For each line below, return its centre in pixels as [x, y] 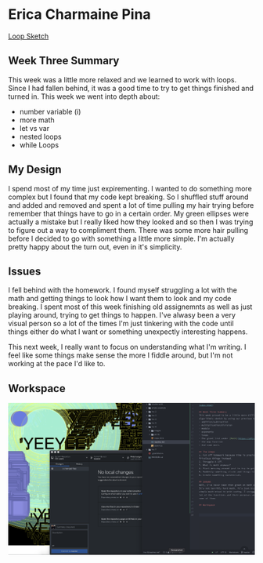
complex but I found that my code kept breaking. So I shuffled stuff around [128, 197]
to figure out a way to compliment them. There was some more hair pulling [128, 230]
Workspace [37, 389]
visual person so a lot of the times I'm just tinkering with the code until [121, 324]
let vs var [34, 128]
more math [37, 120]
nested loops [40, 136]
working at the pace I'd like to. [57, 364]
